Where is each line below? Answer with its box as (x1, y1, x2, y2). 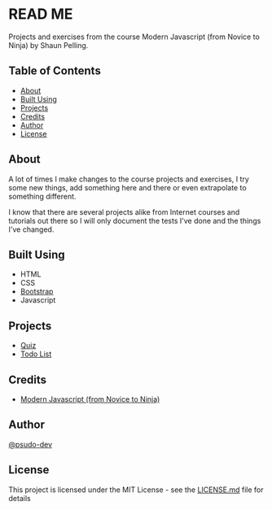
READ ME (8, 5, 73, 24)
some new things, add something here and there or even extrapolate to (8, 182, 247, 192)
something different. (8, 191, 77, 201)
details (8, 493, 31, 503)
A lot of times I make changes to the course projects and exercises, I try (8, 174, 250, 184)
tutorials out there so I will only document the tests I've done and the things (8, 216, 261, 225)
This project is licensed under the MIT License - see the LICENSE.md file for (8, 485, 264, 495)
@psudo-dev (8, 439, 53, 449)
